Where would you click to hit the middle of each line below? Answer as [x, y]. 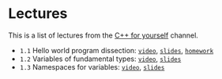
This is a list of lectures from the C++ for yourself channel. [103, 35]
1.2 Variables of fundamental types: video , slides [100, 59]
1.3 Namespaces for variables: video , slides [92, 66]
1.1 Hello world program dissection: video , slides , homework [117, 50]
